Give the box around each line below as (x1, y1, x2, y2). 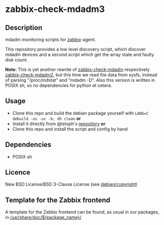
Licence (5, 168, 31, 177)
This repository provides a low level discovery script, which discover (5, 46, 146, 52)
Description (5, 23, 42, 32)
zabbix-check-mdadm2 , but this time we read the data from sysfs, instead (5, 72, 158, 78)
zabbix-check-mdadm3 (5, 3, 105, 15)
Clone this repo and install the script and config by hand (12, 126, 128, 132)
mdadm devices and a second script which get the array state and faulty (5, 51, 155, 57)
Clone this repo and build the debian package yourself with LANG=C (12, 110, 149, 116)
